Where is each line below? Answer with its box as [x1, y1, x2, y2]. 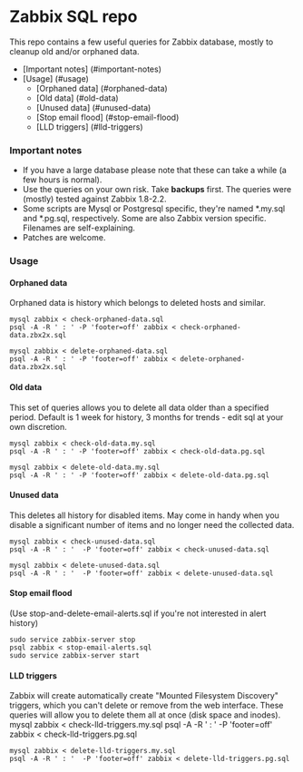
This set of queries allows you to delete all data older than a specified [9, 402, 269, 413]
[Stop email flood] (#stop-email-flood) [35, 112, 180, 122]
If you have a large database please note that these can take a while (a [22, 165, 288, 176]
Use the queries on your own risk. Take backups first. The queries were [22, 184, 292, 195]
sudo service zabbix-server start [9, 650, 141, 660]
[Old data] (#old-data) [35, 93, 120, 103]
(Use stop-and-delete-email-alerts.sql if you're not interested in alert [9, 608, 267, 619]
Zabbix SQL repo [9, 6, 138, 27]
